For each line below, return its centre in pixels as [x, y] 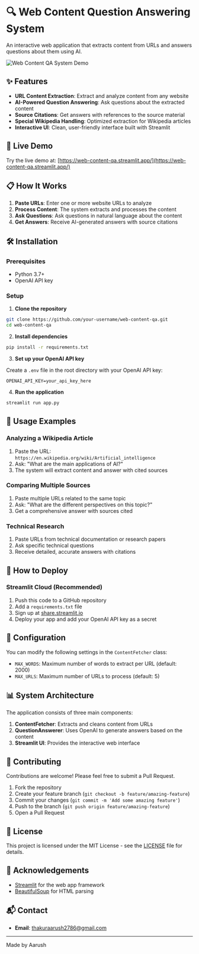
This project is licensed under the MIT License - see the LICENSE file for [94, 845]
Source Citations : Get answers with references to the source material [100, 114]
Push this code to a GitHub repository [60, 600]
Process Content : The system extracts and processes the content [95, 209]
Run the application [39, 392]
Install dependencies [41, 337]
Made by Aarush [26, 945]
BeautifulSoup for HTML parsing [54, 891]
